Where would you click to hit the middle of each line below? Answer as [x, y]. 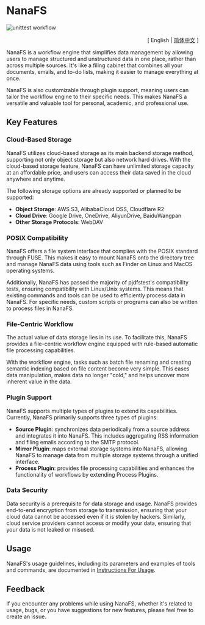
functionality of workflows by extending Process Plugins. [87, 474]
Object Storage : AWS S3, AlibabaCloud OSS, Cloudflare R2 [90, 209]
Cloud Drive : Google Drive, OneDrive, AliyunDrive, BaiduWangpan [98, 215]
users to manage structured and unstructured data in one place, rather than [101, 59]
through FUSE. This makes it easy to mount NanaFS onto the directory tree [100, 258]
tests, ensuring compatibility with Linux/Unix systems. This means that [95, 289]
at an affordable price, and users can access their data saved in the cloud [99, 172]
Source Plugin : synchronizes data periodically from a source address [103, 429]
